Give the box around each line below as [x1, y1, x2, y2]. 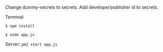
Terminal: [5, 14, 25, 19]
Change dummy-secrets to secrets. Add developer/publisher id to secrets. [5, 4, 158, 10]
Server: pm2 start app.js [5, 41, 58, 47]
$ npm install [5, 23, 35, 28]
